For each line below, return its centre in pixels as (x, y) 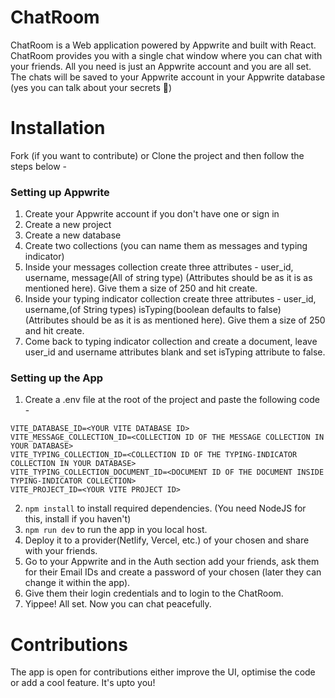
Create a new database (73, 235)
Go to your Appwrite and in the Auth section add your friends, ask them (172, 562)
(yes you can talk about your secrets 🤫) (91, 87)
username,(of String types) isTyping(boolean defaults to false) (153, 310)
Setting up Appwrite (60, 192)
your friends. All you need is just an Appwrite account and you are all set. (161, 66)
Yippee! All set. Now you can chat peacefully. (118, 604)
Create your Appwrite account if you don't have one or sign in (152, 214)
